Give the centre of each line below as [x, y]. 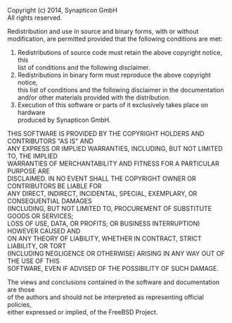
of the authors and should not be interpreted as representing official [105, 297]
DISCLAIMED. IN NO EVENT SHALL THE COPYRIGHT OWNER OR [102, 178]
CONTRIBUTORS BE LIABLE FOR [54, 186]
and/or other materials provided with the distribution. [94, 97]
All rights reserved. [35, 18]
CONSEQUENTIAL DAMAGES [50, 201]
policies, [19, 305]
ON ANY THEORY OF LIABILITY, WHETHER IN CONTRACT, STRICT [104, 238]
